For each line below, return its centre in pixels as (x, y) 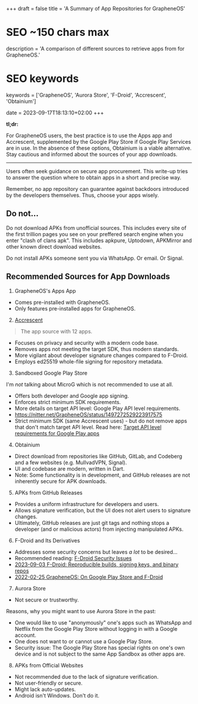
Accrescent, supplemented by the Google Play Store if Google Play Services (99, 141)
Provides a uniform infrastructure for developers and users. (87, 504)
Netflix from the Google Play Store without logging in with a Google (96, 629)
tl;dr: (12, 124)
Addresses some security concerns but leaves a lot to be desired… (96, 552)
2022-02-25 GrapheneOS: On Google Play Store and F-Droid (89, 577)
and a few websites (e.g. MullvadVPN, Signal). (71, 462)
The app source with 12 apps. (56, 331)
